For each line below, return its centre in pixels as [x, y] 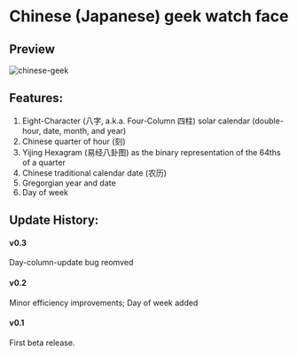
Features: [36, 98]
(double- [268, 121]
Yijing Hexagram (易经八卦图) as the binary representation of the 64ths [151, 152]
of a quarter [44, 162]
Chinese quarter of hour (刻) [74, 141]
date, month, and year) [85, 130]
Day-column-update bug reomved [71, 263]
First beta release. [42, 343]
